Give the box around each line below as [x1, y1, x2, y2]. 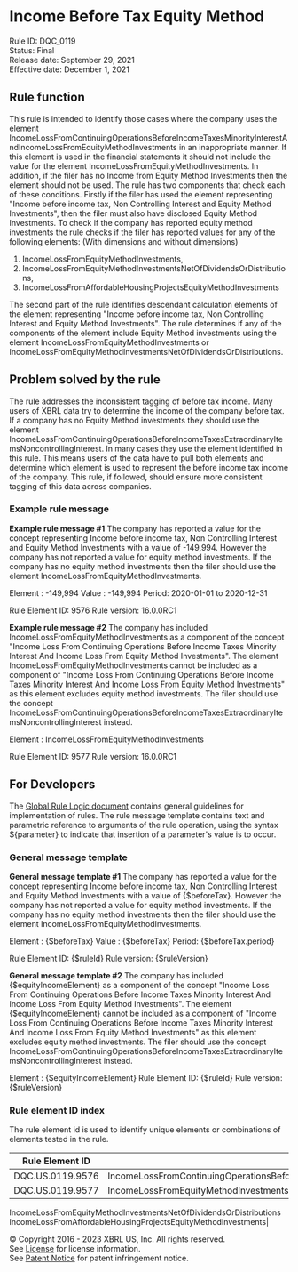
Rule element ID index [9, 1104, 105, 1116]
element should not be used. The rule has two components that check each [9, 180, 286, 190]
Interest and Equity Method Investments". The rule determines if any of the [9, 318, 282, 328]
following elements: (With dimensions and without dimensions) [9, 236, 239, 246]
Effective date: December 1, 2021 [9, 64, 130, 75]
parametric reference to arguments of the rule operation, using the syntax [9, 819, 279, 830]
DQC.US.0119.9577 [13, 1185, 99, 1197]
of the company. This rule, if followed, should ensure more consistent [9, 471, 263, 482]
